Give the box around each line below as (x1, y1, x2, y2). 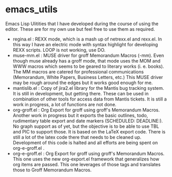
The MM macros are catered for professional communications (12, 68, 144, 75)
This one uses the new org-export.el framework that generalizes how (12, 155, 160, 162)
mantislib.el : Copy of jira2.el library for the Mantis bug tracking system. (12, 85, 164, 91)
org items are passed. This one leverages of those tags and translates (12, 161, 161, 167)
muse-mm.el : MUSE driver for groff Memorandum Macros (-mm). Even (12, 52, 164, 58)
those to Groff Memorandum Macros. (12, 167, 92, 173)
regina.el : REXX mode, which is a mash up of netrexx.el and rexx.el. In (12, 36, 162, 42)
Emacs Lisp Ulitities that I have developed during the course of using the (5, 21, 159, 27)
